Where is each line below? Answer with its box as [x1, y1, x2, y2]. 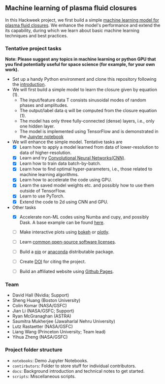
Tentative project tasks [5, 45, 62, 52]
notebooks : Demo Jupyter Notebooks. [12, 357, 89, 363]
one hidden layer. [19, 123, 55, 129]
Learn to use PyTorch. [19, 193, 65, 199]
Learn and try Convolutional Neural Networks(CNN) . [19, 155, 126, 161]
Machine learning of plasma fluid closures [5, 4, 137, 12]
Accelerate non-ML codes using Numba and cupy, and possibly [19, 214, 149, 220]
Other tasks [12, 204, 36, 210]
